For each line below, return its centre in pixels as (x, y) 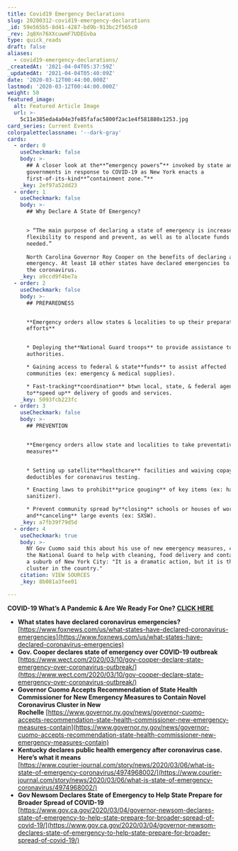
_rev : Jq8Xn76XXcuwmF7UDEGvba (52, 34)
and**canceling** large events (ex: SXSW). (91, 516)
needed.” (39, 244)
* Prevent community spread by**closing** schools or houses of (123, 509)
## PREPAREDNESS (50, 303)
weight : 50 (23, 93)
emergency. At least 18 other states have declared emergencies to (128, 264)
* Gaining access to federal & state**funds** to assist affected (126, 367)
